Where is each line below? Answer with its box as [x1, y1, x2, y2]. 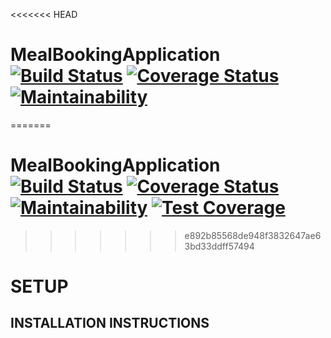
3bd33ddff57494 [184, 240, 255, 252]
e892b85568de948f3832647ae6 [184, 229, 322, 241]
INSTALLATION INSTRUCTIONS [10, 315, 210, 332]
